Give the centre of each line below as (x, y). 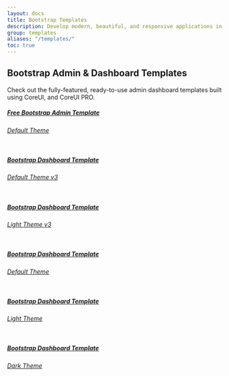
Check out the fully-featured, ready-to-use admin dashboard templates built (114, 89)
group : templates (32, 33)
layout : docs (26, 13)
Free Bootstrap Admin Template (53, 113)
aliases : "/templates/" (41, 39)
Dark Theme (25, 366)
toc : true (21, 45)
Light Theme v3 (29, 224)
